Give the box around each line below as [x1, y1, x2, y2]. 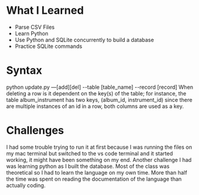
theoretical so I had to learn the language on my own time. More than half [6, 169, 188, 176]
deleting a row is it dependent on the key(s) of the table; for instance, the [6, 89, 187, 97]
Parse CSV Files [14, 23, 55, 31]
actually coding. [6, 181, 46, 189]
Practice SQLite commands [14, 43, 83, 50]
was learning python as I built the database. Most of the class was [6, 163, 170, 170]
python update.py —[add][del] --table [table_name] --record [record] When [6, 83, 194, 91]
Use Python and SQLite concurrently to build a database [14, 36, 154, 43]
